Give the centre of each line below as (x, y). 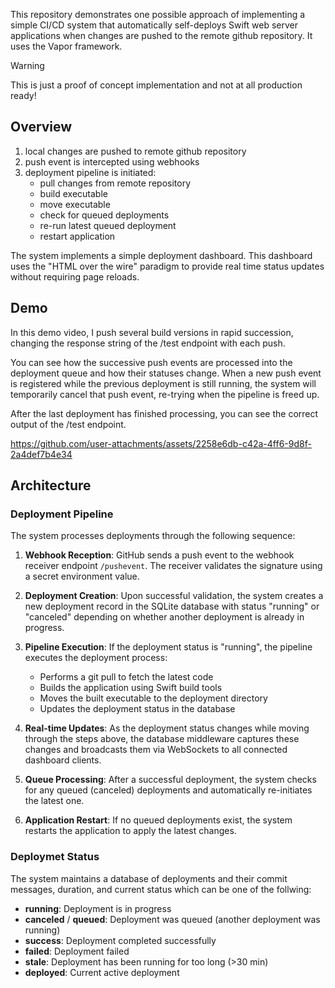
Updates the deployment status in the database (137, 709)
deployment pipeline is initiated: (90, 172)
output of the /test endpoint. (68, 424)
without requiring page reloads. (75, 276)
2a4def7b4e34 (41, 454)
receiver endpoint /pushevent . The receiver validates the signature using (173, 566)
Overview (41, 127)
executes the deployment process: (96, 658)
